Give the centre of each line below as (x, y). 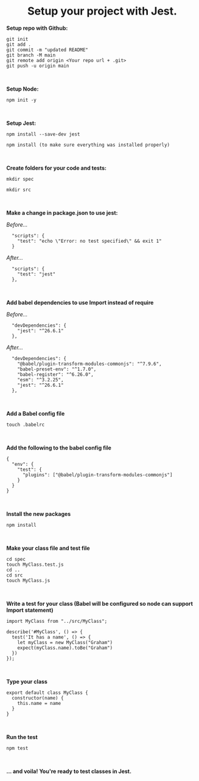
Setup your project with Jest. (102, 11)
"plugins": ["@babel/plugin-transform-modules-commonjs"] (97, 475)
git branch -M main (31, 55)
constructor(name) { (38, 698)
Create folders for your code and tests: (57, 168)
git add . (19, 44)
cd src (15, 575)
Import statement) (30, 610)
